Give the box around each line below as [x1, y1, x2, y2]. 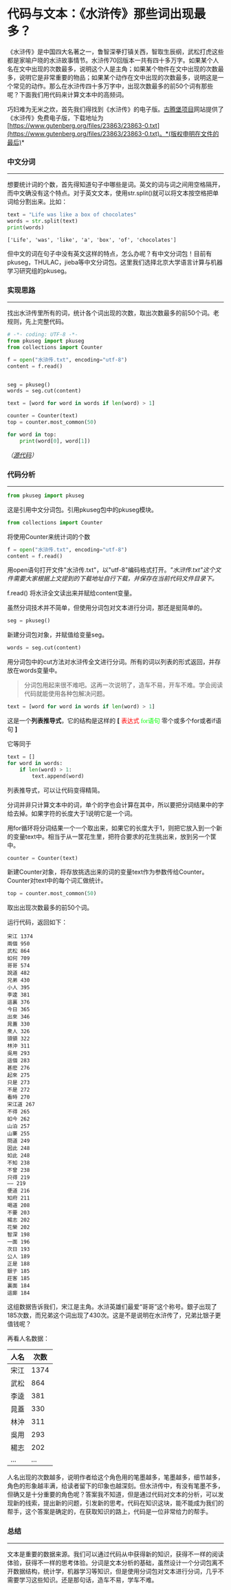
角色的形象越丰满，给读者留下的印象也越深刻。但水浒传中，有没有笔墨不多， [7, 1482, 224, 1490]
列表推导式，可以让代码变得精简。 [7, 786, 104, 794]
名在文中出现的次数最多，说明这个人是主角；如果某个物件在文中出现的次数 [7, 65, 218, 73]
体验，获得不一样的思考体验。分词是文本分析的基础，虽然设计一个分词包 [7, 1558, 212, 1567]
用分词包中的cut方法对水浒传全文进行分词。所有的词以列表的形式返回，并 [7, 658, 215, 666]
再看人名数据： [7, 1334, 49, 1343]
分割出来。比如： [19, 197, 67, 206]
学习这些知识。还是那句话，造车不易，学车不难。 [19, 1576, 158, 1584]
